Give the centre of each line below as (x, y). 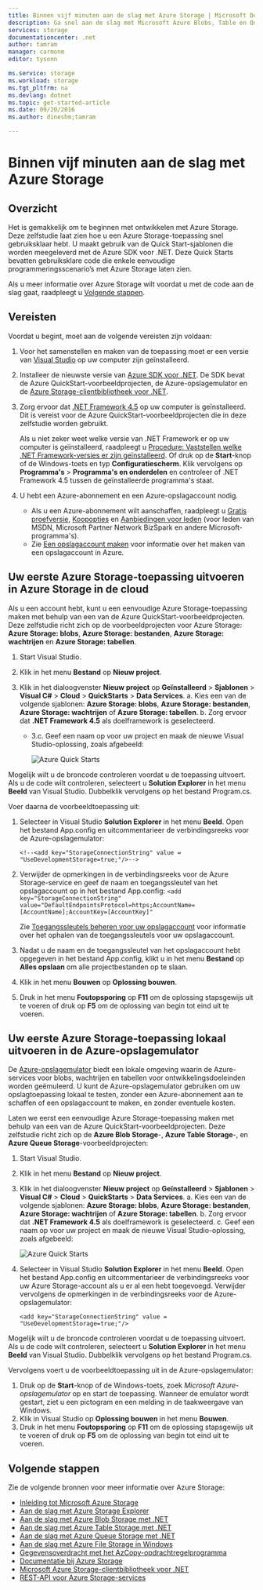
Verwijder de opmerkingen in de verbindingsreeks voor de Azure (124, 874)
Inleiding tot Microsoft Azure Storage (79, 1503)
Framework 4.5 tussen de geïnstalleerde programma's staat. (117, 480)
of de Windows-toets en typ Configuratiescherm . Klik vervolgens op (131, 463)
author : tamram (33, 45)
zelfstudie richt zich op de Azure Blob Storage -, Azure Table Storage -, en (128, 1135)
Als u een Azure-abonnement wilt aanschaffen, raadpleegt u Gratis (139, 510)
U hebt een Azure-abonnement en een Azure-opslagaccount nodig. (129, 495)
